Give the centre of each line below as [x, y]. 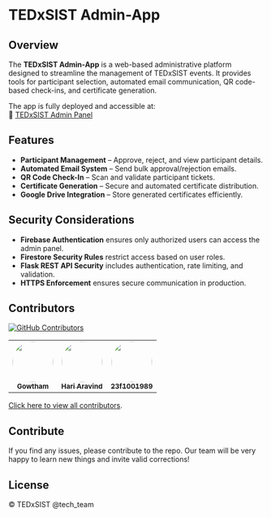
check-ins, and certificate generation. [94, 90]
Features [31, 140]
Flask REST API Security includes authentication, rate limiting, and [131, 265]
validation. [37, 274]
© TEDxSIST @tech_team [52, 505]
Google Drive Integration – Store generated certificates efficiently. [131, 194]
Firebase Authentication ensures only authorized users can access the [140, 239]
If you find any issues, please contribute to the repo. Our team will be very [132, 451]
